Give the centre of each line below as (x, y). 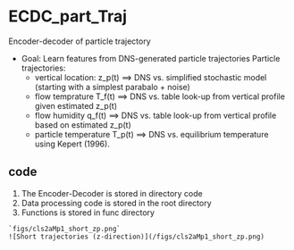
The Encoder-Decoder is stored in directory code (112, 193)
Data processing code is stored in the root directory (116, 203)
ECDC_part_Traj (67, 17)
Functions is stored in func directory (88, 212)
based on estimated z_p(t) (83, 125)
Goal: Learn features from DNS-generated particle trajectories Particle (151, 58)
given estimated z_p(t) (76, 105)
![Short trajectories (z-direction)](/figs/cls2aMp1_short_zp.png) (137, 237)
